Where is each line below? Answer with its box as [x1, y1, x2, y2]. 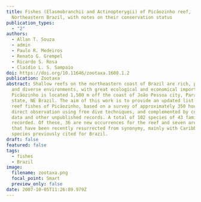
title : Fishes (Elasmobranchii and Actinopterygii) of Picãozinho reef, [6, 8, 191, 15]
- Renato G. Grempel [11, 53, 63, 59]
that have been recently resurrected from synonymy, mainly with [11, 126, 178, 131]
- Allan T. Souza [11, 36, 55, 42]
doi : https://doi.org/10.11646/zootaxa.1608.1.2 [6, 70, 130, 76]
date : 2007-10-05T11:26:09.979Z [6, 186, 87, 192]
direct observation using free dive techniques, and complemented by [11, 109, 188, 115]
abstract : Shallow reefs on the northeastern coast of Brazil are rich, [6, 81, 191, 87]
